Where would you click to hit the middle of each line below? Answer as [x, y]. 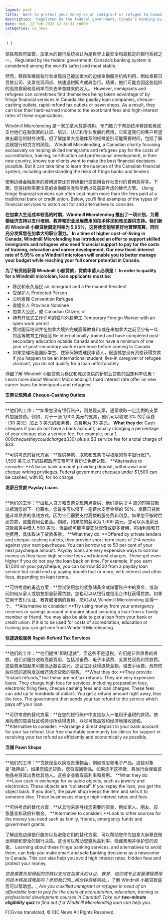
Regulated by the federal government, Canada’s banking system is [83, 60]
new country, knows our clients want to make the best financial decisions [81, 161]
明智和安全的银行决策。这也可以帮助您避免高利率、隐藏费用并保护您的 [81, 841]
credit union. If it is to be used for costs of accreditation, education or [77, 622]
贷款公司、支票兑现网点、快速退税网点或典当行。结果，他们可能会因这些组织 [84, 83]
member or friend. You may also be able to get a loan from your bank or [79, 617]
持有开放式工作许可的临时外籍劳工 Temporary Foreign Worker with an [84, 318]
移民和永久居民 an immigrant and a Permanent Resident [70, 287]
